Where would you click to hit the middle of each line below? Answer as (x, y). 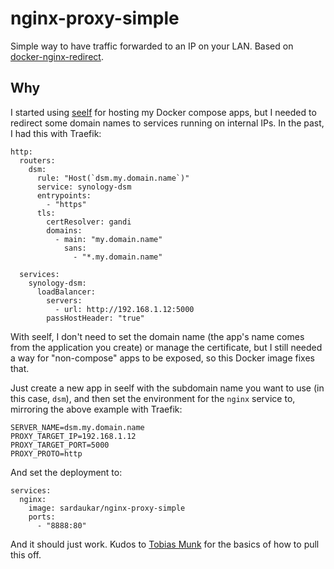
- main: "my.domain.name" (108, 239)
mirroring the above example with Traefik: (96, 409)
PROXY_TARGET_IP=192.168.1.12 (73, 436)
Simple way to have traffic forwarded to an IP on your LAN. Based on (152, 46)
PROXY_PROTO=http (46, 453)
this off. (26, 554)
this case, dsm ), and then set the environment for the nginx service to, (153, 398)
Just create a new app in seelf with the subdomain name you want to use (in (167, 388)
